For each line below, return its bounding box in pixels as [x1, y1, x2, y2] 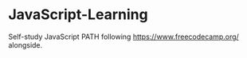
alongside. [8, 40, 43, 49]
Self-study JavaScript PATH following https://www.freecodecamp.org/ [8, 32, 239, 41]
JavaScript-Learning [8, 6, 149, 24]
